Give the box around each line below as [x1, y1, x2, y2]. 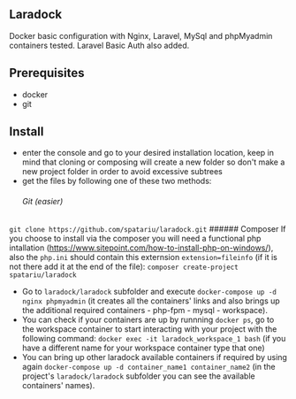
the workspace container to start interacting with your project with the [21, 323, 277, 334]
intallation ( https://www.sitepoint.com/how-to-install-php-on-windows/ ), [9, 242, 274, 253]
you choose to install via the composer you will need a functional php [9, 233, 262, 243]
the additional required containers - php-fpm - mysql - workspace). [21, 304, 268, 315]
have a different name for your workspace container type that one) [21, 342, 265, 353]
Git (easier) [21, 196, 64, 207]
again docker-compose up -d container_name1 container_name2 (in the [21, 361, 276, 372]
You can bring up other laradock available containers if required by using [21, 351, 287, 362]
